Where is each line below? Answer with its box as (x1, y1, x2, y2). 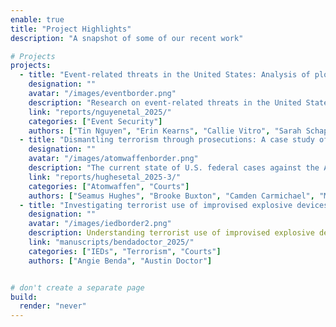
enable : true (10, 14, 65, 25)
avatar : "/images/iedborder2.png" (28, 219, 172, 229)
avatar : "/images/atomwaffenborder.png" (28, 154, 199, 164)
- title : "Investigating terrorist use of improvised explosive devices (19, 200, 329, 210)
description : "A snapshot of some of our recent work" (10, 33, 244, 43)
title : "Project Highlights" (10, 24, 132, 34)
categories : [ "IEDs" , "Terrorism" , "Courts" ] (28, 246, 222, 256)
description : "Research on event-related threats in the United (28, 97, 302, 108)
